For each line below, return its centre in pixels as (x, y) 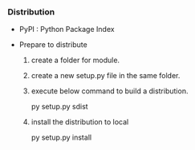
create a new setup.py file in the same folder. (106, 76)
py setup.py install (61, 137)
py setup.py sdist (60, 107)
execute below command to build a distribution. (110, 91)
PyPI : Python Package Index (67, 30)
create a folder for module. (75, 60)
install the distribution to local (80, 122)
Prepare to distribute (53, 45)
